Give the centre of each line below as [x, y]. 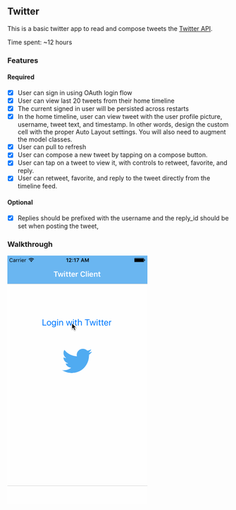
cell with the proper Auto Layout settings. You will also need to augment [122, 132]
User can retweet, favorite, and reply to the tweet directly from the [114, 178]
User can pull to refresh [52, 147]
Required [21, 77]
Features [23, 60]
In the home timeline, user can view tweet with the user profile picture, [120, 117]
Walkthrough [30, 244]
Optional [20, 203]
